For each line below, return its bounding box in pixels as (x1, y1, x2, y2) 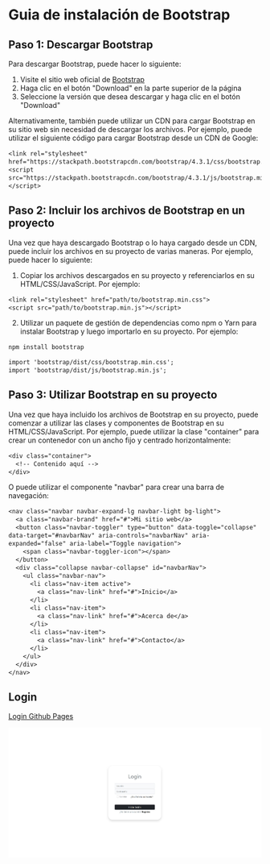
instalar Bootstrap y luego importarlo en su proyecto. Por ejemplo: (19, 326, 239, 336)
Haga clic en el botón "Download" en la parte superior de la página (19, 83, 242, 93)
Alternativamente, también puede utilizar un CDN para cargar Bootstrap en (8, 116, 256, 126)
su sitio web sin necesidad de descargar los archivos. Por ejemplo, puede (8, 125, 252, 134)
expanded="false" (8, 539, 67, 547)
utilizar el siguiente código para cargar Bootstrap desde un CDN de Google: (8, 133, 259, 143)
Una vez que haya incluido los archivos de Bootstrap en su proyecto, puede (8, 409, 259, 419)
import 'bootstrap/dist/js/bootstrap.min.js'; (8, 366, 167, 374)
